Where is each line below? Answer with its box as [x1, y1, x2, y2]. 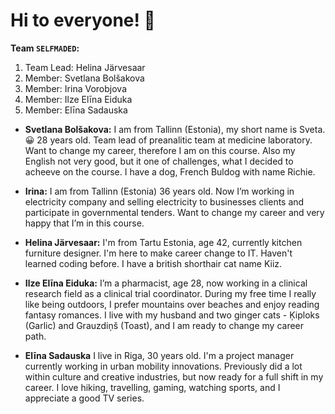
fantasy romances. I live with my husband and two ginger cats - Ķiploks [24, 309, 320, 321]
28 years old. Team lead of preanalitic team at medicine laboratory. [36, 134, 313, 146]
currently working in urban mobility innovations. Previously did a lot [24, 360, 303, 372]
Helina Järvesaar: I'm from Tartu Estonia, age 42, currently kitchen [24, 236, 303, 248]
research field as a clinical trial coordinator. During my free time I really [24, 287, 317, 299]
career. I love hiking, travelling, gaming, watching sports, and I [24, 381, 281, 393]
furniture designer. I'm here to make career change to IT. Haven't [24, 247, 293, 259]
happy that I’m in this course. [24, 217, 145, 229]
